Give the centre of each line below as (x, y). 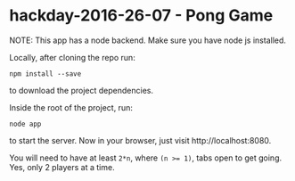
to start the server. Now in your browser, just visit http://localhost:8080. (140, 140)
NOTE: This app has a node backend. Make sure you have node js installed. (148, 40)
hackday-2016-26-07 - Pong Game (141, 16)
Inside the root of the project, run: (71, 107)
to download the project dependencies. (82, 90)
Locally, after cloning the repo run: (72, 57)
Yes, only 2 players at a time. (62, 167)
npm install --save (45, 74)
